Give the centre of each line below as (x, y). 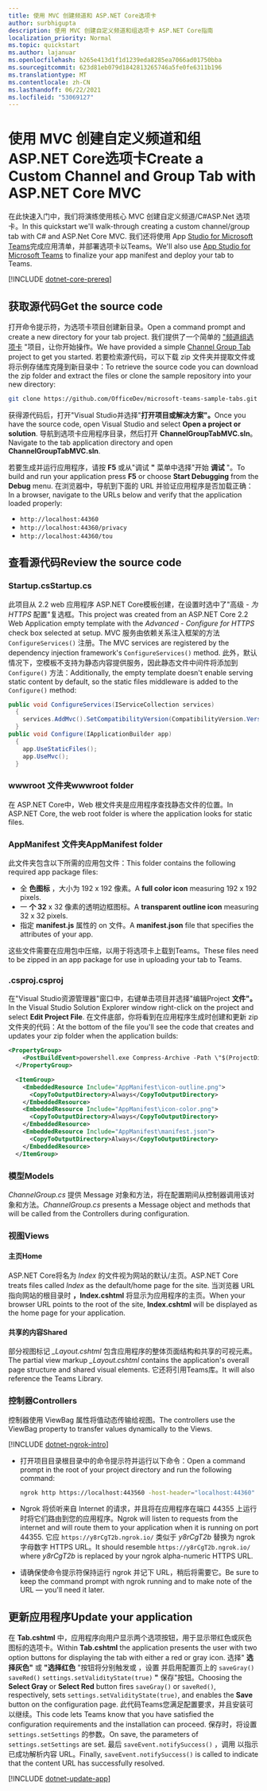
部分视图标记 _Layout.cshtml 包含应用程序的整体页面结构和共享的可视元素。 (132, 1351)
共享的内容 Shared (38, 1332)
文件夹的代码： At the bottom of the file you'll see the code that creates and (131, 1027)
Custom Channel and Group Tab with (132, 177)
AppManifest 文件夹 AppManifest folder (85, 844)
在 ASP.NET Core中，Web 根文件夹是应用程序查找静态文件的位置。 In (121, 804)
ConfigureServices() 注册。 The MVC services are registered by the (119, 642)
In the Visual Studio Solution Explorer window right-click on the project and (131, 1007)
